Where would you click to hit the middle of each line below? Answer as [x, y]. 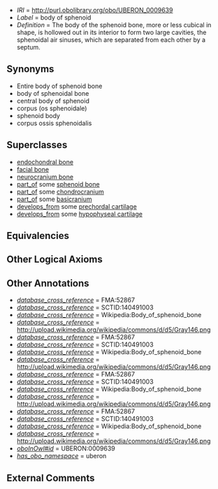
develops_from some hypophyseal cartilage [79, 214]
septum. [29, 47]
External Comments [51, 478]
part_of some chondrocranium [60, 191]
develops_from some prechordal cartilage [77, 206]
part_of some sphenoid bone [58, 184]
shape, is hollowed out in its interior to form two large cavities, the [111, 32]
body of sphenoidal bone [53, 93]
